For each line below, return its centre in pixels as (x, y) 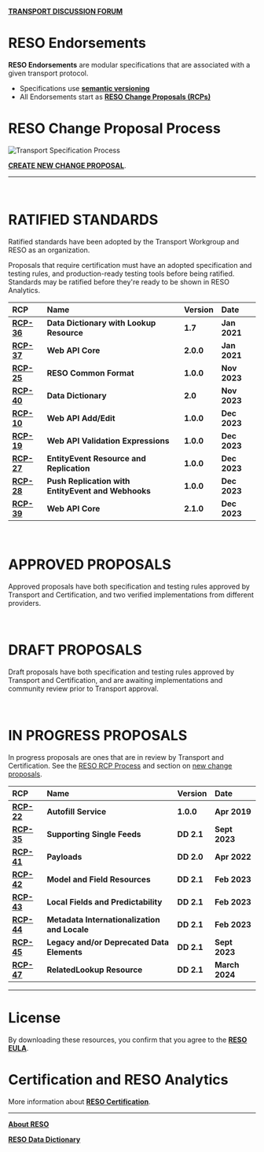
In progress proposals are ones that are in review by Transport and (116, 757)
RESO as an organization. (49, 250)
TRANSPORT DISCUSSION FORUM (66, 11)
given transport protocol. (48, 73)
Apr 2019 (233, 811)
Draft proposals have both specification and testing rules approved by (121, 672)
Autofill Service (77, 811)
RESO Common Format (91, 372)
